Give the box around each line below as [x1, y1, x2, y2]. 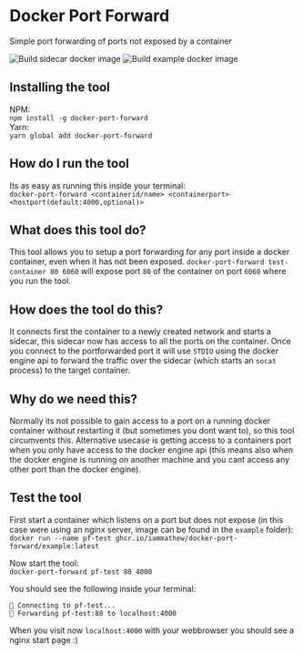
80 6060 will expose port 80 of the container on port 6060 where [49, 266, 287, 277]
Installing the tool [9, 79, 111, 96]
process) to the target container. [9, 365, 130, 376]
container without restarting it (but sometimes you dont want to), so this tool [9, 425, 295, 435]
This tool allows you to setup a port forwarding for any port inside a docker [9, 247, 290, 258]
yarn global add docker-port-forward [9, 131, 153, 140]
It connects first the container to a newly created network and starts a [9, 326, 271, 337]
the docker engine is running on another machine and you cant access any [9, 455, 290, 465]
